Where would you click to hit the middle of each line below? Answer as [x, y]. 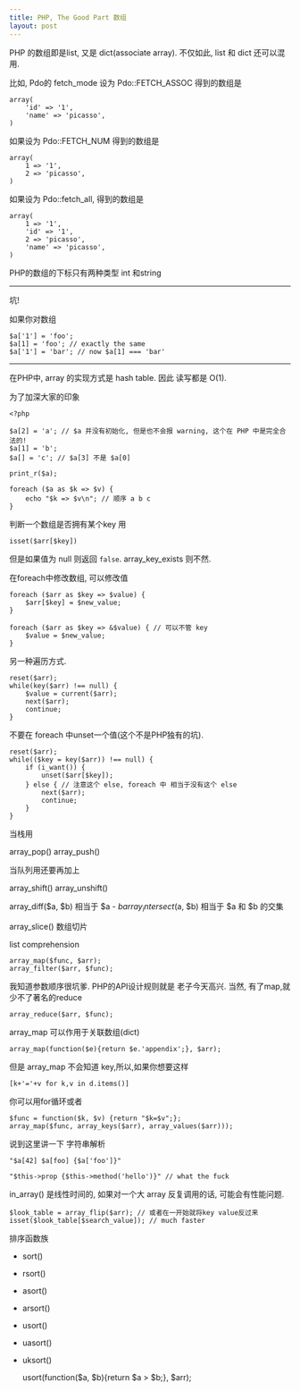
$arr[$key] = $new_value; [74, 603]
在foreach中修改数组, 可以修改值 [69, 577]
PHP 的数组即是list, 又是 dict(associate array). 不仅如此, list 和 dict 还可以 [143, 52]
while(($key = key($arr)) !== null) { [81, 759]
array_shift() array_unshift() [59, 888]
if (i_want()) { [56, 767]
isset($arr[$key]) [43, 541]
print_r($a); [33, 473]
